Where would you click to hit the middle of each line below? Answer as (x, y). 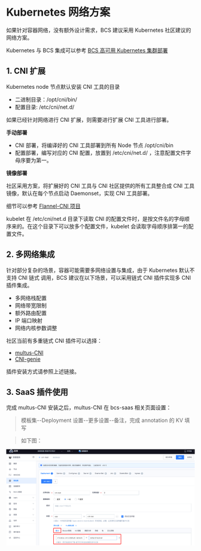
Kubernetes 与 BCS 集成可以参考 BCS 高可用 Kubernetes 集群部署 (87, 50)
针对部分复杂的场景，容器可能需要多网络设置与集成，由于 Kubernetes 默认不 (100, 270)
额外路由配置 (31, 313)
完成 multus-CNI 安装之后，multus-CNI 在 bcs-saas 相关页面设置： (89, 408)
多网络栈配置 (31, 298)
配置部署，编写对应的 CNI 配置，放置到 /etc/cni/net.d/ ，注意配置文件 (100, 152)
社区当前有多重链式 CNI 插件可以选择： (54, 340)
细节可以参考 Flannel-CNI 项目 (43, 206)
